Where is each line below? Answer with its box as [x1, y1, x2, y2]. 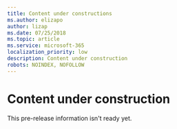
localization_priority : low [7, 49, 88, 56]
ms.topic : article [7, 36, 60, 43]
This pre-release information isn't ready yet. [7, 114, 132, 122]
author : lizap [7, 23, 48, 30]
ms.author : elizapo [7, 17, 63, 23]
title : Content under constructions [7, 10, 112, 17]
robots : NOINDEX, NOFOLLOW [7, 61, 85, 68]
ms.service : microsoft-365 [7, 42, 85, 49]
